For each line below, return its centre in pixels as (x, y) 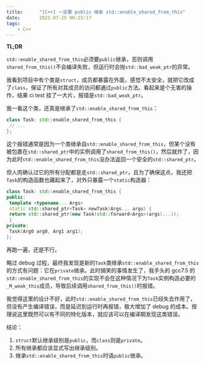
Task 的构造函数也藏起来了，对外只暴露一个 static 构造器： (79, 180)
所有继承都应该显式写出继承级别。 (58, 348)
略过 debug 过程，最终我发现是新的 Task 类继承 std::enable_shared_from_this (103, 263)
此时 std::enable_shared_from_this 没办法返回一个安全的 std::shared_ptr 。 (105, 159)
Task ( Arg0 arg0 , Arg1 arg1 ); (46, 231)
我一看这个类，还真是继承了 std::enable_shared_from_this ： (82, 109)
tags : (13, 23)
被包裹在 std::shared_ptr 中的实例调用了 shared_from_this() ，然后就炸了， (100, 152)
